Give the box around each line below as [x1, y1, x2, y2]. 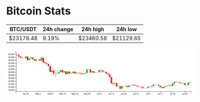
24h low [116, 26, 137, 33]
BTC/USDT [10, 26, 37, 33]
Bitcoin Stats [6, 4, 71, 18]
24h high [81, 26, 105, 33]
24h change [43, 26, 74, 33]
